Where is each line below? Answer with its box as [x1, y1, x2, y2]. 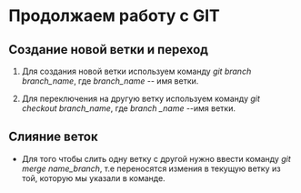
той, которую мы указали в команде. [21, 172, 166, 183]
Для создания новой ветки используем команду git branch [21, 66, 252, 76]
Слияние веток [8, 129, 98, 145]
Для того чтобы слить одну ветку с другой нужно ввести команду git [21, 153, 292, 164]
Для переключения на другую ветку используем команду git [21, 93, 261, 104]
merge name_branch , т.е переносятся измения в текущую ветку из [21, 163, 281, 174]
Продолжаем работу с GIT [8, 5, 220, 26]
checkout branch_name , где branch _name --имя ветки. [21, 103, 236, 114]
